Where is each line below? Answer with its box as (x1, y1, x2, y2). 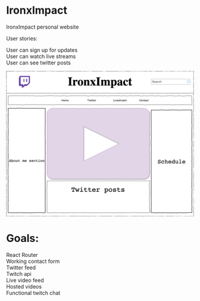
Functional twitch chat (6, 289, 61, 296)
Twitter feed (6, 263, 36, 271)
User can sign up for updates (6, 46, 78, 54)
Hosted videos (6, 283, 42, 290)
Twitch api (6, 270, 32, 277)
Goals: (6, 231, 39, 245)
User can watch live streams (6, 52, 76, 60)
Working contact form (6, 257, 60, 265)
